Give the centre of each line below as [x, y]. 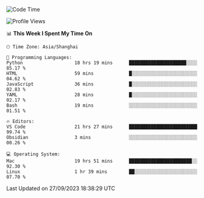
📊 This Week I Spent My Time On [49, 33]
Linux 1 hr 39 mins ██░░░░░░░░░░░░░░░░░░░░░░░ [102, 172]
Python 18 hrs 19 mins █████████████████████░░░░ [102, 63]
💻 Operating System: [33, 154]
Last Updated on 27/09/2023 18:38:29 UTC [61, 188]
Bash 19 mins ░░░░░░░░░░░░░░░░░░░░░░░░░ [102, 105]
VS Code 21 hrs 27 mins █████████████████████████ [102, 127]
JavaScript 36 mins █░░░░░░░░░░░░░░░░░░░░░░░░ [102, 84]
